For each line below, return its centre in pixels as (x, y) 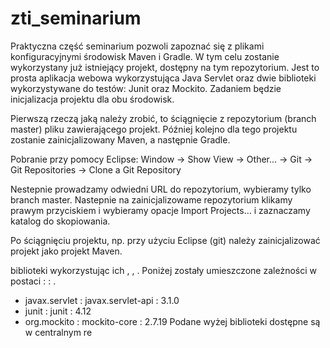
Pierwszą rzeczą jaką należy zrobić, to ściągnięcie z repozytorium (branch (163, 118)
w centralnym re (58, 332)
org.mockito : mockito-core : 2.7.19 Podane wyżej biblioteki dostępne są (172, 321)
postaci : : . (33, 281)
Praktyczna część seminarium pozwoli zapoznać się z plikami (137, 46)
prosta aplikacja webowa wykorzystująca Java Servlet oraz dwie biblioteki (163, 78)
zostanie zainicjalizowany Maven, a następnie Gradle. (120, 139)
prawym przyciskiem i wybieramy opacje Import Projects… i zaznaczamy (160, 210)
